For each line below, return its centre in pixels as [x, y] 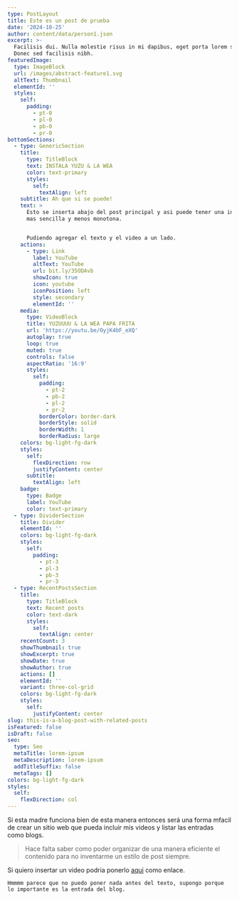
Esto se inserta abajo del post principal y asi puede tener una [125, 213]
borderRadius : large [69, 436]
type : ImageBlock [39, 67]
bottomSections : [31, 139]
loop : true [42, 343]
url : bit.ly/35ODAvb [63, 271]
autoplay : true [49, 337]
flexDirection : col [49, 800]
